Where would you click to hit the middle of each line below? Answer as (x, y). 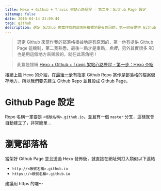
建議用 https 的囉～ (24, 183)
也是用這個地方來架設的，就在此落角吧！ (57, 54)
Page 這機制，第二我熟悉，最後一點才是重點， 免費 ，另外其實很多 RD (86, 48)
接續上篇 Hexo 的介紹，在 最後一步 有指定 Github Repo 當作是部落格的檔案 (78, 75)
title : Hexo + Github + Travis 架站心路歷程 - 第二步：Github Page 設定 (76, 9)
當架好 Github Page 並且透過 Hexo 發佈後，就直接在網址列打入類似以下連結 (80, 159)
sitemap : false (20, 14)
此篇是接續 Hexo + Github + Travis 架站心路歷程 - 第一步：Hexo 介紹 (85, 65)
